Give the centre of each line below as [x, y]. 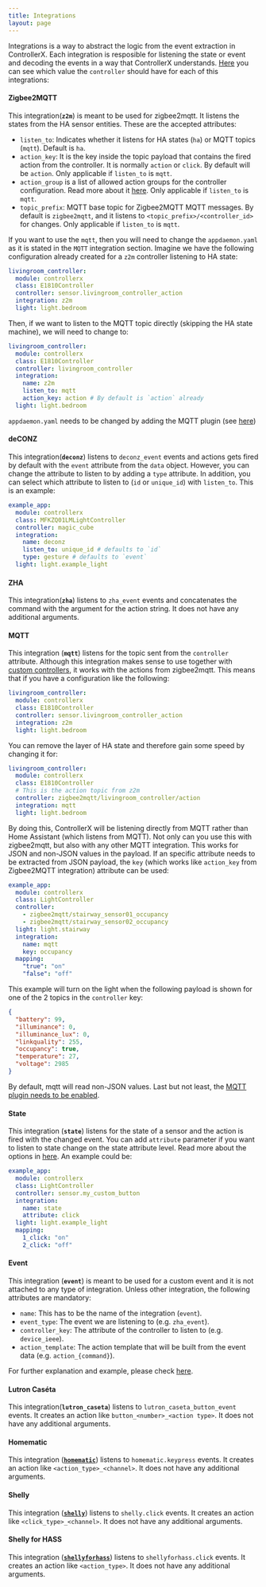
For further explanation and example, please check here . [101, 1370]
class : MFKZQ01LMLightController [71, 520]
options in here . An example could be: [70, 1157]
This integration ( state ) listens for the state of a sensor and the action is [126, 1131]
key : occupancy [48, 952]
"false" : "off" [48, 974]
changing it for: [33, 754]
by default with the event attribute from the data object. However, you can [129, 465]
